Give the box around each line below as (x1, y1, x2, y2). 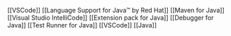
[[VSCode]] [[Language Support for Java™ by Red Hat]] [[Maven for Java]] (7, 6, 225, 14)
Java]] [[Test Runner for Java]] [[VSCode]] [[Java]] (7, 21, 157, 29)
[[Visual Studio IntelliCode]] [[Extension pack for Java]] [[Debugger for (7, 13, 214, 22)
